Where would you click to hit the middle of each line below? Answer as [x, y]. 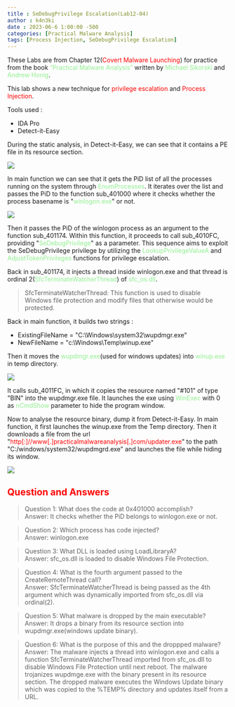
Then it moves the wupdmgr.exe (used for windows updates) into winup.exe [116, 356]
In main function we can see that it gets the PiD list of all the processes [110, 179]
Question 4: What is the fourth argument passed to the [103, 572]
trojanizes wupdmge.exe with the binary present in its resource [115, 674]
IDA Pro [28, 123]
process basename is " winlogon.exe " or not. [71, 201]
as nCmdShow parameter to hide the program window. [86, 406]
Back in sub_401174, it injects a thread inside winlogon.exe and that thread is [117, 272]
